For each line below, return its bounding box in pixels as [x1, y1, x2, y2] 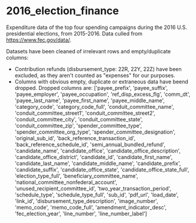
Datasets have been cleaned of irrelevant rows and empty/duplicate [6, 47, 171, 54]
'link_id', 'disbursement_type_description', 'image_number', [14, 197, 158, 205]
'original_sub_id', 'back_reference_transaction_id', [14, 134, 136, 141]
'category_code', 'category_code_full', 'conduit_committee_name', [14, 103, 174, 110]
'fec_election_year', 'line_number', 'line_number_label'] [14, 210, 148, 217]
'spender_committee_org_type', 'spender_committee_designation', [14, 128, 176, 135]
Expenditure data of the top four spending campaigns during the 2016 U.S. [6, 24, 188, 31]
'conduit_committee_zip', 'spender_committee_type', [14, 122, 142, 129]
